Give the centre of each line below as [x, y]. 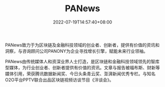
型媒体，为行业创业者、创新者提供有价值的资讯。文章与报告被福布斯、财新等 [82, 67]
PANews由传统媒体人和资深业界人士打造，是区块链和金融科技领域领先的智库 [82, 61]
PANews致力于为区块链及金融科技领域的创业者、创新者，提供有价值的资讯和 [82, 45]
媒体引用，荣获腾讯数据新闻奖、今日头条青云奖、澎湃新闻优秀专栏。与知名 [80, 73]
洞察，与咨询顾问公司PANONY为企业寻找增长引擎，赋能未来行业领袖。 [77, 51]
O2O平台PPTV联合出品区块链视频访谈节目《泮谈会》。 [59, 80]
